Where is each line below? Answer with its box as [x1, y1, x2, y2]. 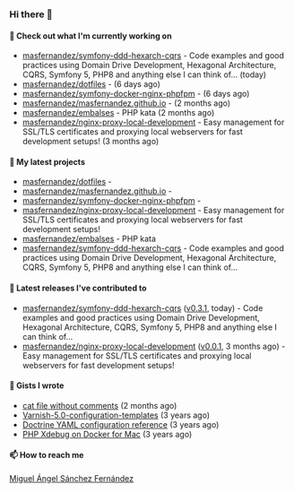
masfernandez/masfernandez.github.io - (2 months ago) [22, 98, 231, 108]
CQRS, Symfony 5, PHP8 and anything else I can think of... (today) [22, 69, 267, 80]
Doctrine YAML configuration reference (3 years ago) [22, 419, 220, 429]
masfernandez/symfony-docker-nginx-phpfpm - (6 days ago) [22, 89, 250, 99]
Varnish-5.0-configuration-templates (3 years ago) [22, 410, 211, 420]
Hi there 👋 [9, 8, 54, 21]
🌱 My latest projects [9, 156, 85, 167]
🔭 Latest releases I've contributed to [9, 282, 147, 293]
